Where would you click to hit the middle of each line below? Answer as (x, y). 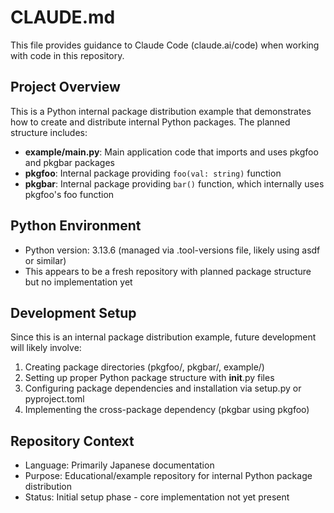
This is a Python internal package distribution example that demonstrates (161, 111)
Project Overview (65, 87)
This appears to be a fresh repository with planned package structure (168, 271)
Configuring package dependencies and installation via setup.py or (163, 388)
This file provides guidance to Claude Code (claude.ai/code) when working (165, 45)
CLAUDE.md (63, 17)
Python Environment (76, 226)
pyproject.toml (54, 399)
